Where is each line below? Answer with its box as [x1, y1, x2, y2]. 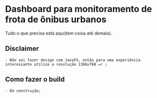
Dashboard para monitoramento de [5, 3, 152, 15]
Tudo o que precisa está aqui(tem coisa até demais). [5, 30, 112, 36]
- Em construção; [5, 88, 41, 93]
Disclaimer [5, 44, 39, 53]
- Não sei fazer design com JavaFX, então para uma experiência [5, 58, 141, 63]
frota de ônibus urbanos [5, 14, 106, 25]
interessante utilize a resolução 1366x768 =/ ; [5, 62, 107, 67]
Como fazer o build [5, 75, 65, 84]
